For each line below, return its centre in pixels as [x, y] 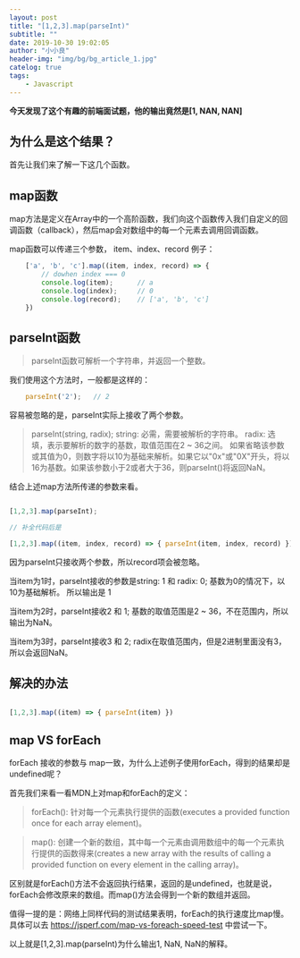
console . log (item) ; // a [97, 283]
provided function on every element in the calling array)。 [137, 865]
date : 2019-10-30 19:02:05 [59, 42]
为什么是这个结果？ [62, 142]
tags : [19, 76]
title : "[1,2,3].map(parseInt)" [69, 26]
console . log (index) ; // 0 [97, 291]
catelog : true [36, 68]
